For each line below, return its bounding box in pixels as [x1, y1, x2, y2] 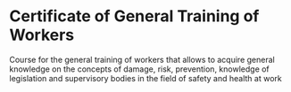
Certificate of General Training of [9, 6, 260, 27]
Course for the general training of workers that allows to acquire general [9, 54, 275, 65]
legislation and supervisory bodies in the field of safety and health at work [9, 73, 283, 83]
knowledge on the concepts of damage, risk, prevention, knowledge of [9, 64, 270, 74]
